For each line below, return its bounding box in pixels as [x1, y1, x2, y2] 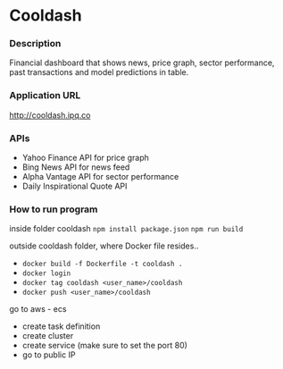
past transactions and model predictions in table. [9, 67, 189, 78]
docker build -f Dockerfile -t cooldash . [21, 260, 183, 269]
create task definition [21, 321, 101, 331]
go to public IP [21, 349, 76, 360]
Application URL [9, 89, 81, 102]
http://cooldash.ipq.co [9, 109, 91, 121]
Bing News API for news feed [21, 162, 130, 172]
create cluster [21, 331, 74, 341]
